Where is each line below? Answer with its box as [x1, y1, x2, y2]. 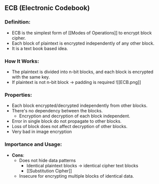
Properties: [4, 91, 32, 98]
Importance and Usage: [4, 141, 62, 148]
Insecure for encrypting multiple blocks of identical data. [19, 173, 134, 179]
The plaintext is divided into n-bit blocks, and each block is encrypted [11, 69, 154, 75]
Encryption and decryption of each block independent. [19, 113, 130, 119]
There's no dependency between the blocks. [11, 108, 103, 114]
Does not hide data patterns [19, 157, 76, 163]
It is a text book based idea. [11, 45, 68, 51]
